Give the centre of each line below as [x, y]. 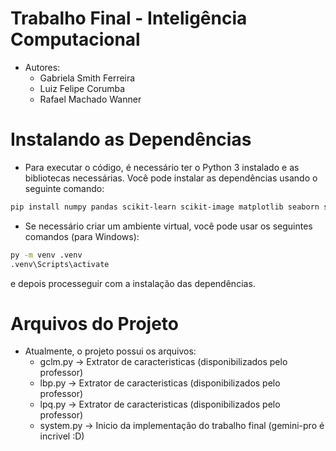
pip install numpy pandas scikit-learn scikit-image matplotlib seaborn [165, 207]
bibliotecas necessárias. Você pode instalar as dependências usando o [171, 178]
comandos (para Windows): [82, 236]
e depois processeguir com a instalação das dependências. [133, 283]
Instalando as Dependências [131, 139]
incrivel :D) [62, 436]
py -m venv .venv [46, 255]
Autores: [42, 67]
